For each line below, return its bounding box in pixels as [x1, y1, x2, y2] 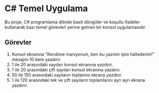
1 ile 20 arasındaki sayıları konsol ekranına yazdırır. [11, 61, 113, 67]
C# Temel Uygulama [4, 3, 88, 14]
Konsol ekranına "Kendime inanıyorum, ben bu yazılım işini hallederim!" [11, 51, 155, 57]
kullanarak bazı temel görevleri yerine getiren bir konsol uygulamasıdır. [4, 24, 147, 30]
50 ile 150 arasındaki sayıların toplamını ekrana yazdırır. [11, 72, 122, 78]
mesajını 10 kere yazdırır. [11, 56, 61, 62]
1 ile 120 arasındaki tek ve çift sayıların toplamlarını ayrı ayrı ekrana [11, 77, 145, 83]
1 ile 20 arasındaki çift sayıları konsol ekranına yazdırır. [11, 67, 121, 73]
